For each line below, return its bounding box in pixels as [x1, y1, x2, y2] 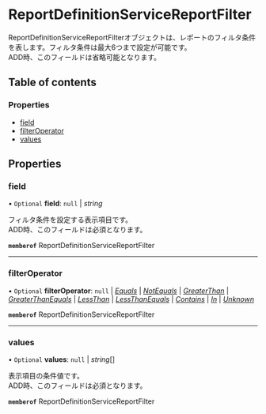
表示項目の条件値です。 [8, 371, 85, 380]
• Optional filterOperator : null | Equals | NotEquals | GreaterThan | [8, 286, 230, 295]
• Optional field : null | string [8, 199, 103, 209]
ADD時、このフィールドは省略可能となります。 [8, 52, 161, 62]
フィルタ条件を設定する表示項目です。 [8, 215, 133, 224]
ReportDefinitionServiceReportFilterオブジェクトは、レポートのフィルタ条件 [8, 32, 256, 42]
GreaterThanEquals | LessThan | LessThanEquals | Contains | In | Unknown [8, 294, 255, 303]
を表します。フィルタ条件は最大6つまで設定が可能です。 [8, 42, 192, 52]
